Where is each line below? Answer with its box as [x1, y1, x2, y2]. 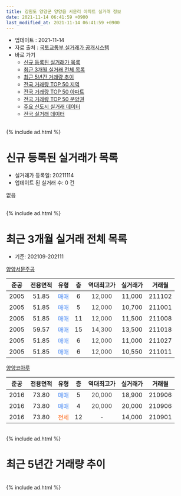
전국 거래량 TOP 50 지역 [23, 81, 80, 88]
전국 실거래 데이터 [23, 111, 65, 118]
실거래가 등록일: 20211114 [14, 172, 74, 179]
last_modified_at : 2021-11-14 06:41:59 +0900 [6, 20, 120, 25]
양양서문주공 [6, 265, 35, 273]
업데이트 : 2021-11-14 [14, 37, 65, 44]
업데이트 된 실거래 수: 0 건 [14, 179, 75, 186]
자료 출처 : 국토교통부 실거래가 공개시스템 [14, 44, 110, 51]
